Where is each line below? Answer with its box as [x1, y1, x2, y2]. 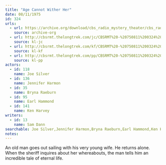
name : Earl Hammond [14, 99, 54, 104]
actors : [5, 62, 21, 67]
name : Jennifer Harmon [14, 81, 61, 85]
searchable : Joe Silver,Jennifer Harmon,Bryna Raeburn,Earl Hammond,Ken [5, 126, 158, 131]
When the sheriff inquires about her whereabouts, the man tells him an [5, 150, 149, 156]
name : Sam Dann [14, 122, 45, 127]
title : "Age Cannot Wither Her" [5, 7, 72, 12]
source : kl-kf [14, 48, 43, 53]
